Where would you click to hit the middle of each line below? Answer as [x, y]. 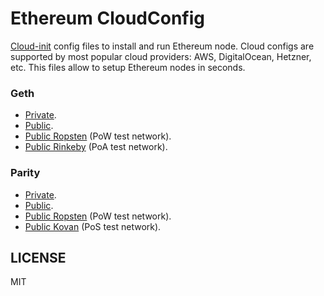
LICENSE [38, 257]
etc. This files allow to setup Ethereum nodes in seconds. [128, 67]
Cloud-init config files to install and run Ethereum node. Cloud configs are [162, 46]
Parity [25, 173]
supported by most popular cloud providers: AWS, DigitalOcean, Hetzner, [161, 56]
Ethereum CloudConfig [107, 18]
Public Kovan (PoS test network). [93, 226]
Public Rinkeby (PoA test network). [96, 147]
